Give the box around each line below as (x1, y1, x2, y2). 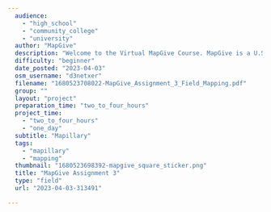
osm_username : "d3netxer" (15, 72, 103, 80)
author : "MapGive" (15, 42, 78, 50)
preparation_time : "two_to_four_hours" (15, 102, 150, 110)
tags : (15, 139, 34, 148)
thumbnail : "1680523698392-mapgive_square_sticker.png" (15, 162, 207, 170)
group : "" (15, 86, 48, 95)
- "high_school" (22, 19, 78, 27)
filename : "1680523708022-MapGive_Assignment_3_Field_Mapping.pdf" (15, 79, 248, 87)
